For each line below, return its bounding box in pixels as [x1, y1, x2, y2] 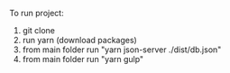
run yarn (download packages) [22, 35, 137, 45]
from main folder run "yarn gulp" [22, 54, 144, 64]
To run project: [9, 8, 65, 18]
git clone [22, 25, 56, 35]
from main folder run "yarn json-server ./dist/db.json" [22, 44, 222, 55]
